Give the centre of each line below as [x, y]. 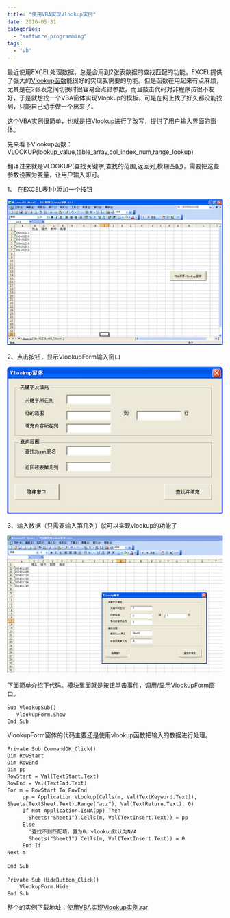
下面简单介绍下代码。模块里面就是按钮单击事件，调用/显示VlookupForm [108, 685]
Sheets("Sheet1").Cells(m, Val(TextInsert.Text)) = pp [108, 818]
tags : [15, 44]
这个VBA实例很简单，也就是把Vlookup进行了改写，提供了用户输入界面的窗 [112, 121]
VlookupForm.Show [41, 715]
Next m [16, 852]
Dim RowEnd [23, 763]
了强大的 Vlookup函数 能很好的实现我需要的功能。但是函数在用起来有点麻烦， [115, 80]
